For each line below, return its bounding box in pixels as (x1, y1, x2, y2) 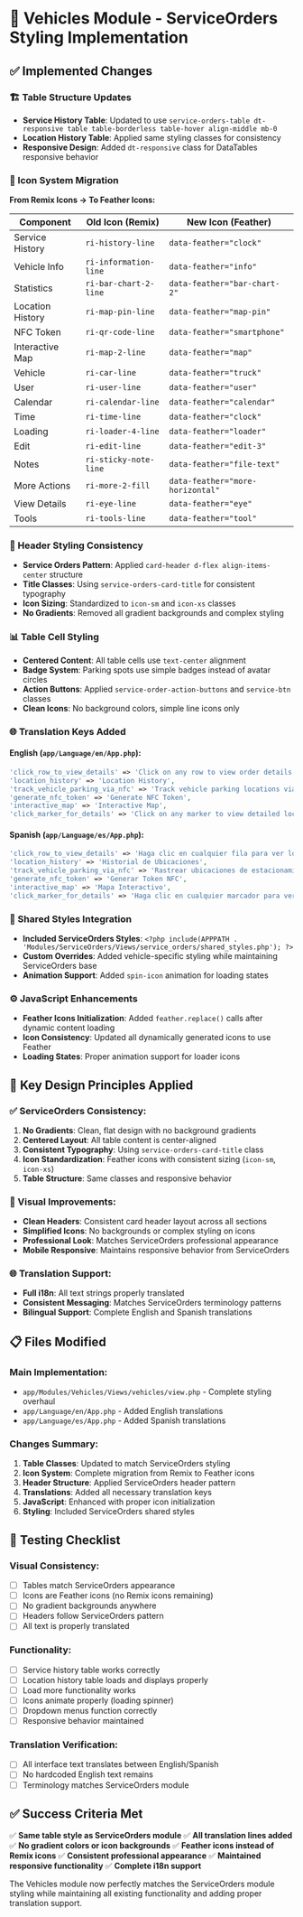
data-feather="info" (169, 262, 257, 272)
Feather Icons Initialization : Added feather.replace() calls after (22, 1013, 263, 1024)
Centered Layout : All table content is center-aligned (22, 1134, 216, 1145)
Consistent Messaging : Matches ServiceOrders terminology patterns (22, 1298, 282, 1308)
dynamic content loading (22, 1022, 115, 1033)
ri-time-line (85, 412, 142, 423)
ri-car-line (85, 368, 137, 378)
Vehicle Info (14, 261, 65, 274)
